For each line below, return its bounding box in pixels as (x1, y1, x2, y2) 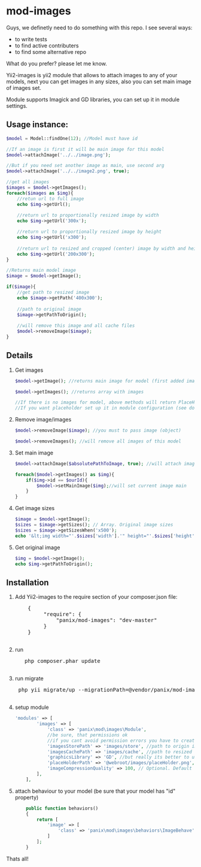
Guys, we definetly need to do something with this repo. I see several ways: (6, 24, 193, 31)
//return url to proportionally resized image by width (17, 213, 160, 219)
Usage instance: (6, 120, 69, 130)
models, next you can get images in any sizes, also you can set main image (6, 78, 191, 85)
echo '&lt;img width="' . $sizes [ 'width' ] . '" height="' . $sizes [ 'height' (14, 533, 195, 539)
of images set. (6, 84, 42, 91)
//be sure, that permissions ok (47, 732, 128, 738)
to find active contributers (14, 42, 79, 49)
